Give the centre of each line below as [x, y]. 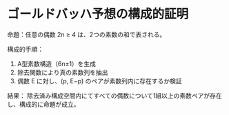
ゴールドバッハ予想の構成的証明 [98, 14]
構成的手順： [25, 49]
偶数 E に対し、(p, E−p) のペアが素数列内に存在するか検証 [100, 81]
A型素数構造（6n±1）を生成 [57, 63]
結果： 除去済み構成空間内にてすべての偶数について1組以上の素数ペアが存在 [114, 95]
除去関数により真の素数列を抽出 [62, 72]
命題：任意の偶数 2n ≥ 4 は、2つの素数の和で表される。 [87, 34]
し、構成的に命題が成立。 [43, 104]
